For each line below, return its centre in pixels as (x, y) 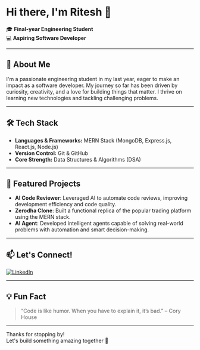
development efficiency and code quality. (65, 205)
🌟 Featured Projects (43, 183)
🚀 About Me (28, 65)
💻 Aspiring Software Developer (46, 38)
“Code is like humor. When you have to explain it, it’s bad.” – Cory (101, 311)
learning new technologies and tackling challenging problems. (82, 98)
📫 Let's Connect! (39, 255)
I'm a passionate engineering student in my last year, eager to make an (93, 79)
